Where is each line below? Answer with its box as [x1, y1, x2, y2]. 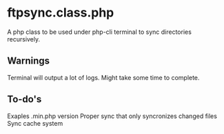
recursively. [7, 35, 41, 43]
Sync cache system [7, 119, 63, 127]
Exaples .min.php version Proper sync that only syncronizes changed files [7, 112, 217, 120]
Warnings [7, 55, 50, 67]
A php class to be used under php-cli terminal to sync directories [7, 28, 192, 36]
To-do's [7, 93, 42, 105]
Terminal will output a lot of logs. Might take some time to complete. [7, 73, 200, 82]
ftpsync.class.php [7, 5, 114, 21]
